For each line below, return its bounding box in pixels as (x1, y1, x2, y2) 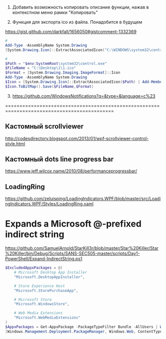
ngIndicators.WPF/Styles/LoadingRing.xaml (5, 201, 94, 207)
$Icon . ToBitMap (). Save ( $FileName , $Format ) (5, 84, 94, 89)
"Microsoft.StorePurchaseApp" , (14, 288, 79, 293)
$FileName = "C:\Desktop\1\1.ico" (5, 65, 77, 71)
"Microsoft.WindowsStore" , (14, 302, 70, 307)
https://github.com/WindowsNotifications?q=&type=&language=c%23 (12, 93, 156, 99)
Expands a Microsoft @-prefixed (5, 218, 142, 229)
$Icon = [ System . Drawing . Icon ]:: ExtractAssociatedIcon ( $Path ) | (5, 79, 140, 84)
